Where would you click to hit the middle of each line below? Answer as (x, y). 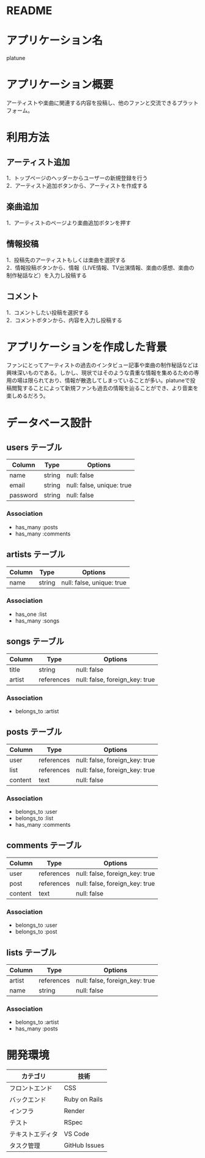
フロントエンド (31, 1088)
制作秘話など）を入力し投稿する (47, 275)
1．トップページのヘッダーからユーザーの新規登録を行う (77, 178)
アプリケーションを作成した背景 (87, 347)
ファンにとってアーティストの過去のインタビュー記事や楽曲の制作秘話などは (102, 365)
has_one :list (31, 614)
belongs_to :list (34, 818)
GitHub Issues (84, 1146)
